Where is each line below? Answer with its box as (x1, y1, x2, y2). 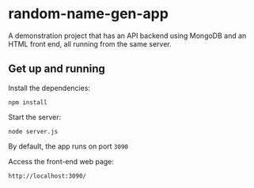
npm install (8, 98, 47, 107)
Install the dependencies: (8, 83, 91, 92)
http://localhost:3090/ (8, 171, 87, 180)
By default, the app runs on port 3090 (8, 141, 129, 151)
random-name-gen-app (8, 5, 169, 23)
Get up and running (8, 62, 105, 76)
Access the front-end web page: (8, 156, 115, 166)
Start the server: (8, 112, 62, 122)
